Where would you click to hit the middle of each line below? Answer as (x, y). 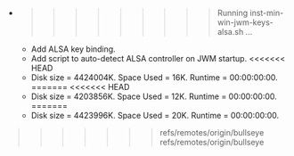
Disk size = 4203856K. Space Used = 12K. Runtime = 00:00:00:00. (154, 96)
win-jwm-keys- (245, 22)
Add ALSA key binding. (73, 49)
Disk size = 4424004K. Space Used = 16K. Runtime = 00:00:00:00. (154, 78)
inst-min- (266, 13)
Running (233, 13)
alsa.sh (230, 32)
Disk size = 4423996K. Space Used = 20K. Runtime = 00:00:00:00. (155, 115)
